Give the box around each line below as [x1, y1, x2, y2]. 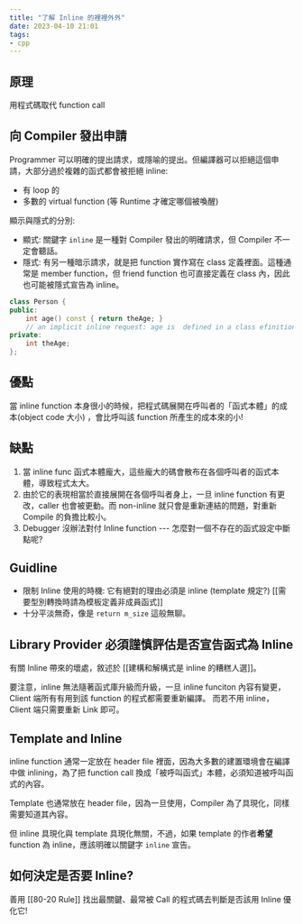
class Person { [9, 297, 67, 306]
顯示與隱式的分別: [9, 215, 76, 225]
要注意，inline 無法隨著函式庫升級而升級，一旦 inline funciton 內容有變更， [9, 682, 286, 692]
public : [9, 306, 39, 315]
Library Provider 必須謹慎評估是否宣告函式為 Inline [9, 636, 294, 652]
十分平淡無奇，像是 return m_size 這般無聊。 [22, 608, 191, 618]
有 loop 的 [22, 184, 60, 195]
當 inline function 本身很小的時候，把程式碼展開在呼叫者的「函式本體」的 [9, 400, 280, 411]
